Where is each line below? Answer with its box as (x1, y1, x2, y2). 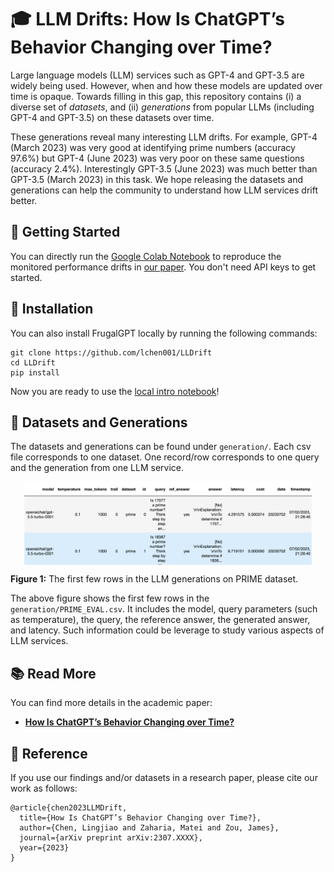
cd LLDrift (10, 357, 56, 368)
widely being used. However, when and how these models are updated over (10, 79, 323, 91)
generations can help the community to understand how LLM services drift (10, 184, 318, 196)
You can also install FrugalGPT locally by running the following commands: (10, 327, 318, 339)
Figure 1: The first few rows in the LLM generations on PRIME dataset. (10, 573, 299, 585)
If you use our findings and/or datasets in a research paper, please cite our (10, 771, 318, 783)
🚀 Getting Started (10, 224, 121, 241)
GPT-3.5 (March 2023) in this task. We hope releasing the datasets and (10, 173, 304, 185)
